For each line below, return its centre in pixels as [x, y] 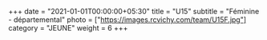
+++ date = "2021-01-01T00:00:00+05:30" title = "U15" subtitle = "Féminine [134, 11]
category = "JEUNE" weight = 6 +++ [68, 28]
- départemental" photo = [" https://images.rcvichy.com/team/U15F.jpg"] [127, 20]
